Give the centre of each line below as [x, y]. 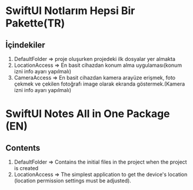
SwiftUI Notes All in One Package [88, 114]
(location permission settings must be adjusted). [73, 181]
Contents [23, 148]
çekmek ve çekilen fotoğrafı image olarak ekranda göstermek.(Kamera [99, 84]
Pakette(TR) [35, 23]
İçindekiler [25, 45]
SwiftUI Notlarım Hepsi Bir [70, 11]
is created [26, 168]
